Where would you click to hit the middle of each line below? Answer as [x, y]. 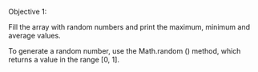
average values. [35, 36]
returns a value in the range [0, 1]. [64, 60]
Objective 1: [28, 12]
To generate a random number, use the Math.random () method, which [125, 51]
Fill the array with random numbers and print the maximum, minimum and [129, 27]
